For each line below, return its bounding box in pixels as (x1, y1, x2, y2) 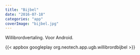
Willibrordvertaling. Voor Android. (5, 35, 73, 41)
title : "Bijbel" (5, 7, 39, 12)
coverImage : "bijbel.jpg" (5, 21, 59, 26)
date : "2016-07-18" (5, 12, 46, 17)
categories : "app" (5, 16, 43, 21)
